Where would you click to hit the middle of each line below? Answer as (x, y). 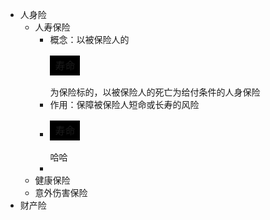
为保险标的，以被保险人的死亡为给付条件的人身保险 (155, 92)
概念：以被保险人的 (89, 39)
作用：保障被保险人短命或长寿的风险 (124, 104)
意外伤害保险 (61, 192)
